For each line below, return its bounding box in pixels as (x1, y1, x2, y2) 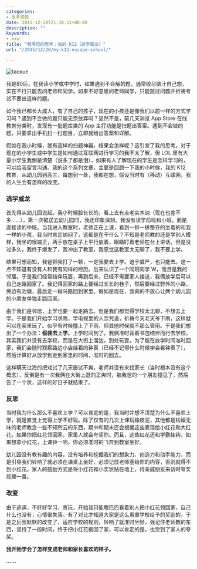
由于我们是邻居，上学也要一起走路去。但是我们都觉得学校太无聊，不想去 (6, 308, 181, 315)
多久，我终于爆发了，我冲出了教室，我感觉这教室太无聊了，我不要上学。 (11, 246, 186, 253)
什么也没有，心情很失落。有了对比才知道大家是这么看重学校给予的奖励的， (6, 511, 186, 518)
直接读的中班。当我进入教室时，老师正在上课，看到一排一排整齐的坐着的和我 (6, 224, 191, 231)
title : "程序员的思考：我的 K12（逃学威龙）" (6, 42, 106, 48)
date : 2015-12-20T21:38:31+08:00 (6, 19, 88, 25)
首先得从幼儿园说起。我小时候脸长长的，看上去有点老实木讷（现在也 (6, 209, 171, 216)
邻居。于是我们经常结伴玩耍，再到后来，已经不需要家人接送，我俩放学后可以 (6, 273, 191, 280)
